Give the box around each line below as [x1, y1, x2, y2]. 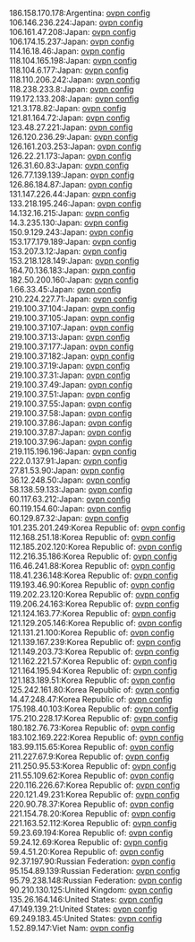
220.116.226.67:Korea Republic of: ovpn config [9, 780, 181, 790]
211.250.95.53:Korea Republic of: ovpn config [9, 761, 177, 771]
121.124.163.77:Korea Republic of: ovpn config [9, 608, 177, 618]
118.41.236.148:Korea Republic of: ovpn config [9, 570, 179, 580]
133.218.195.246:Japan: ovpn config [9, 198, 141, 209]
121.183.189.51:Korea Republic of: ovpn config [9, 675, 176, 685]
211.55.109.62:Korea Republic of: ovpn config [9, 771, 174, 781]
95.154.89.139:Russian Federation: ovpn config [9, 866, 181, 876]
